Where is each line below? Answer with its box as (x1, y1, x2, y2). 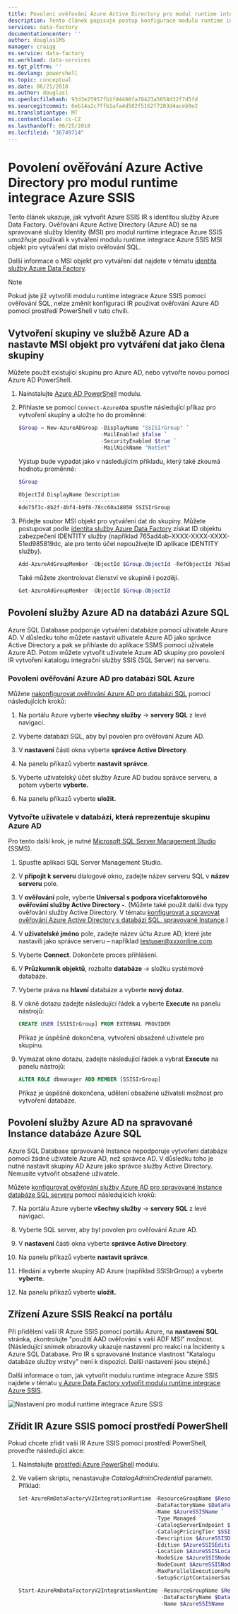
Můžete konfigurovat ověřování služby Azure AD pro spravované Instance (8, 1183, 222, 1191)
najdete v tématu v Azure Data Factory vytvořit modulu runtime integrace (8, 1378, 221, 1387)
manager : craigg (8, 43, 56, 50)
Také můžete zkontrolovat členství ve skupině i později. (18, 574, 179, 581)
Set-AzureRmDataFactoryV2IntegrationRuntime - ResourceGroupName (18, 1495, 212, 1502)
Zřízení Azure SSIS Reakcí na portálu (8, 1308, 172, 1321)
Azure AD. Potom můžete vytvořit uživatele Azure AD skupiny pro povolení (8, 648, 225, 657)
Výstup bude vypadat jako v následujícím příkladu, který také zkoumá (18, 457, 221, 465)
